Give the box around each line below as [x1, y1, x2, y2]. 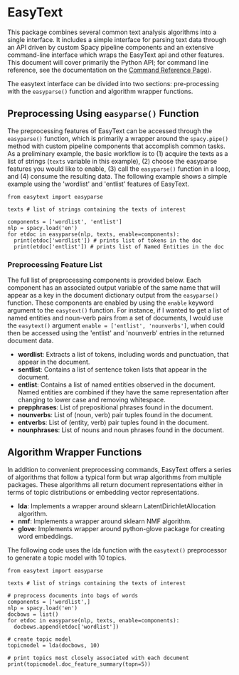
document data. [7, 336, 54, 345]
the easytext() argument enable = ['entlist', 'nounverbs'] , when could [7, 321, 225, 330]
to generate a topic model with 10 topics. [7, 553, 127, 562]
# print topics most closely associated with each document [7, 654, 190, 661]
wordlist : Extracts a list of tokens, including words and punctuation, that [17, 350, 229, 359]
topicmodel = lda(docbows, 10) [7, 642, 100, 649]
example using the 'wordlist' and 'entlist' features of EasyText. [7, 179, 190, 188]
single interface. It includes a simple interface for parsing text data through [7, 35, 227, 43]
